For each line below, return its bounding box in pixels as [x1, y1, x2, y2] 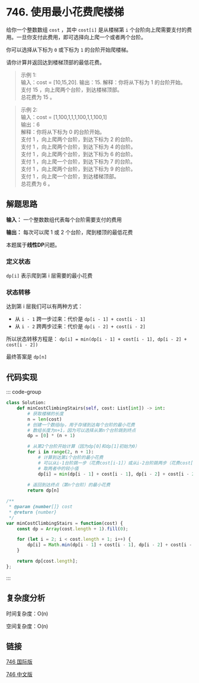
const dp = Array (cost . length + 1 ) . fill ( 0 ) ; [17, 525, 129, 532]
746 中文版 [6, 671, 33, 678]
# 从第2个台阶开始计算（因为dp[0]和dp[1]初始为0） [27, 444, 140, 450]
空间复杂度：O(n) [6, 623, 49, 630]
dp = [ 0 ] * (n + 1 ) [27, 433, 76, 439]
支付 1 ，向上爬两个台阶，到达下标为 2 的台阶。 [20, 136, 136, 143]
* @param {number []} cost [8, 504, 73, 510]
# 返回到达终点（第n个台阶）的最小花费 [27, 482, 111, 488]
